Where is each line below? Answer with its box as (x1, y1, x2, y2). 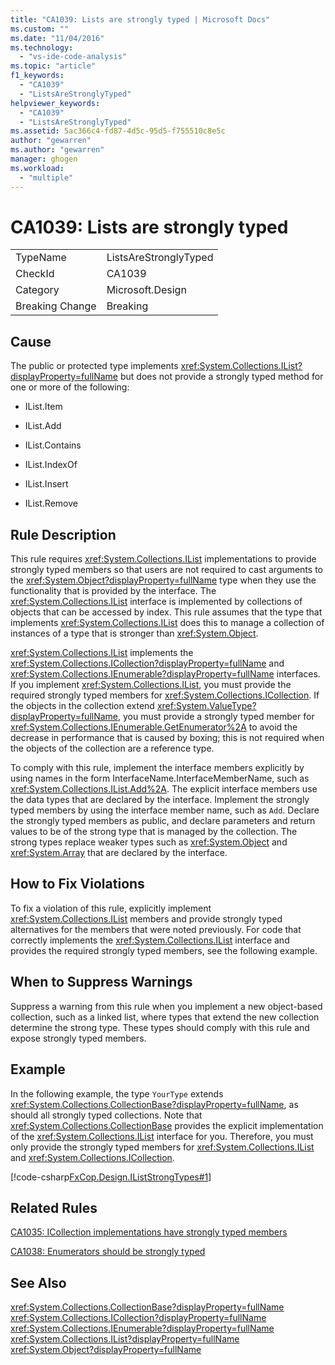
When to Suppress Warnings (10, 974, 193, 991)
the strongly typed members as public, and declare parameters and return (10, 815, 316, 827)
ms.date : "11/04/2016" (10, 33, 105, 43)
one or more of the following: (10, 381, 130, 393)
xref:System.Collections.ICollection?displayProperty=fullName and (10, 657, 285, 670)
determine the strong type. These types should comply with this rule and (10, 1021, 310, 1033)
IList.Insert (24, 478, 69, 490)
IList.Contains (24, 439, 82, 451)
